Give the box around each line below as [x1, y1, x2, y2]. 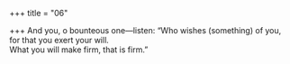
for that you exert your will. [9, 35, 110, 45]
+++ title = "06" [9, 8, 68, 18]
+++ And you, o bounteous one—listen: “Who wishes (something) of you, [9, 25, 282, 35]
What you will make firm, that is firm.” [9, 44, 149, 55]
